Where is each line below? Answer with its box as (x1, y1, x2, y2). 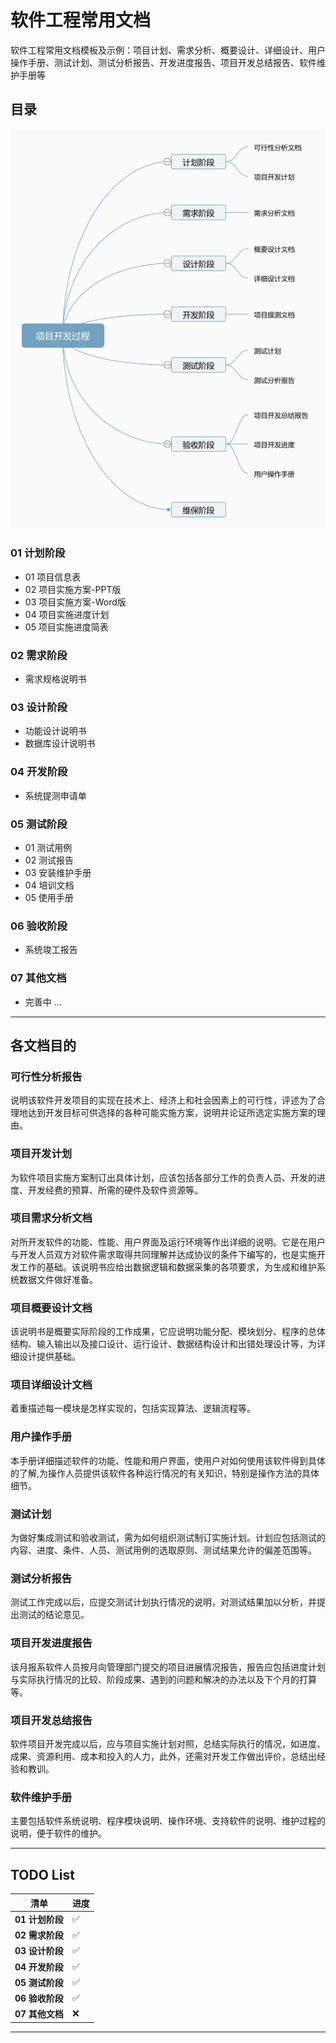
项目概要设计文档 (10, 1301, 93, 1315)
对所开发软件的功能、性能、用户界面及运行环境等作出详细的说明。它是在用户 (10, 1236, 326, 1248)
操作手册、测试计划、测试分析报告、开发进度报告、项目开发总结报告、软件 (10, 56, 317, 68)
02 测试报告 (24, 854, 75, 866)
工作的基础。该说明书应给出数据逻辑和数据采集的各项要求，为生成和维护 (18, 1261, 317, 1273)
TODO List (10, 1866, 75, 1883)
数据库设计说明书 (24, 737, 96, 750)
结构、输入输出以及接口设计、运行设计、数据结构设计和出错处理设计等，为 (10, 1338, 317, 1350)
